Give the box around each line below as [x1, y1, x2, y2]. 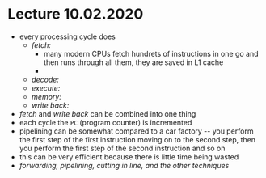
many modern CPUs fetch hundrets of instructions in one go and [43, 49, 259, 58]
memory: [31, 91, 61, 101]
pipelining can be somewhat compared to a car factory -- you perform [19, 126, 254, 136]
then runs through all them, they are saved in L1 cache [43, 57, 224, 67]
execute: [31, 83, 61, 93]
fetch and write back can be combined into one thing [19, 108, 196, 118]
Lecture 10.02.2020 [7, 5, 144, 23]
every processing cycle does [19, 32, 116, 41]
